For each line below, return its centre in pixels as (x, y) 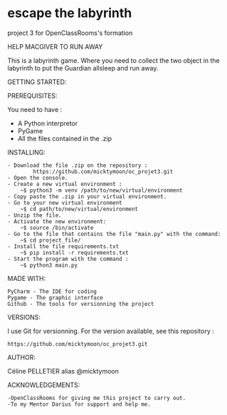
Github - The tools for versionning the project (81, 304)
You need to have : (35, 109)
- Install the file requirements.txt (63, 246)
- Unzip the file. (35, 215)
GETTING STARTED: (37, 82)
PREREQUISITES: (32, 96)
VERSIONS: (24, 317)
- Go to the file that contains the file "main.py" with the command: (114, 234)
